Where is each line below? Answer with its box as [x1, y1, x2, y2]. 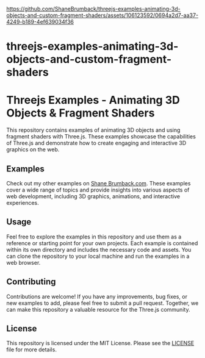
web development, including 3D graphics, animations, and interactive [6, 192, 181, 200]
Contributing [6, 277, 56, 287]
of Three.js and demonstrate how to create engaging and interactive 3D [6, 140, 187, 147]
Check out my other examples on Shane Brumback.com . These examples [6, 179, 191, 187]
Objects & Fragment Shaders [6, 106, 155, 120]
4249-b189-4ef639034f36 [6, 18, 74, 25]
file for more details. [6, 346, 57, 353]
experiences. [6, 199, 40, 206]
